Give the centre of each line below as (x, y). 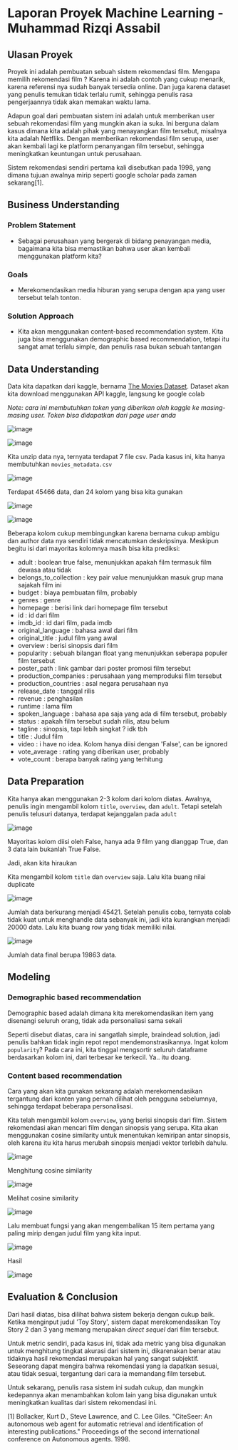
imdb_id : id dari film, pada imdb (65, 623)
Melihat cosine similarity (43, 1198)
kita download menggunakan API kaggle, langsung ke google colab (106, 394)
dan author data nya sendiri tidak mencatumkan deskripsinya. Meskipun (113, 541)
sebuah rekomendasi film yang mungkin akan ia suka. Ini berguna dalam (113, 123)
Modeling (29, 977)
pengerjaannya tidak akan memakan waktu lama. (79, 102)
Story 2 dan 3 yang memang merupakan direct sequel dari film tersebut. (113, 1329)
